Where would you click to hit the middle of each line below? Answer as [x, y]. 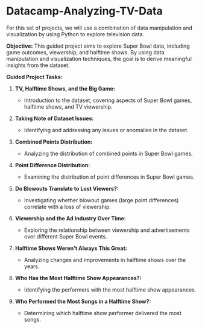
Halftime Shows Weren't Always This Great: [71, 248]
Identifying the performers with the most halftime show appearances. [110, 289]
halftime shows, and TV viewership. [68, 106]
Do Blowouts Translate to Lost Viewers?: [67, 188]
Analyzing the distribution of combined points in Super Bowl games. [108, 153]
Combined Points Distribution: [54, 142]
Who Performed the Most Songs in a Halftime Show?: [83, 301]
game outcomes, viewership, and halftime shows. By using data [85, 52]
